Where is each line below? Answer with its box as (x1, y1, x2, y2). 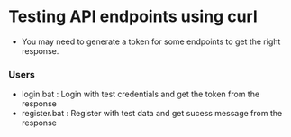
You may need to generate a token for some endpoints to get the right (21, 36, 281, 47)
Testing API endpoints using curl (8, 6, 258, 27)
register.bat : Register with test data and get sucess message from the (21, 108, 283, 119)
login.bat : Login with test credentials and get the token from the (21, 88, 260, 100)
